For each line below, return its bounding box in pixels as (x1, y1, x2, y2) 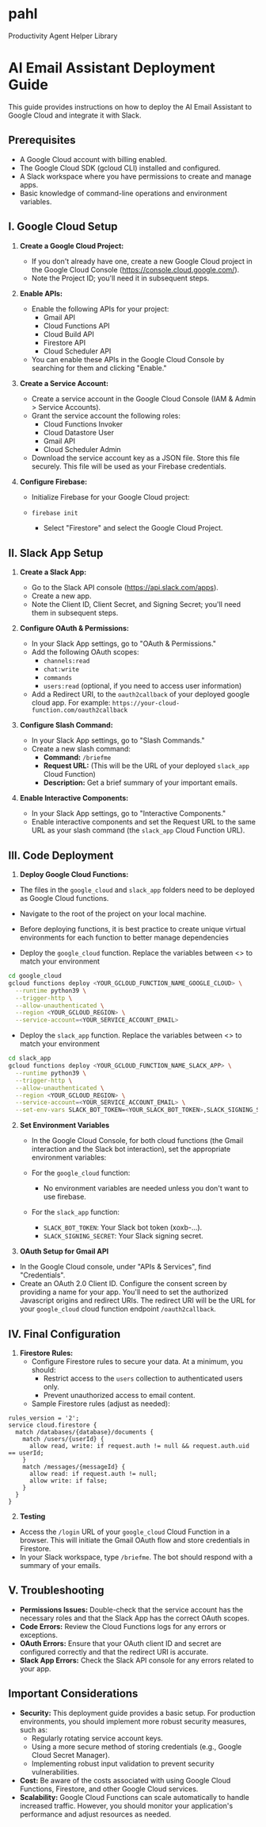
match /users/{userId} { (22, 1435, 104, 1443)
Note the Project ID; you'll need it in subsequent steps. (31, 273, 210, 283)
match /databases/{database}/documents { (15, 1427, 154, 1436)
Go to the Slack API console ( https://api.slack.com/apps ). (31, 583, 219, 593)
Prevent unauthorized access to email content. (43, 1390, 196, 1400)
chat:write (43, 666, 79, 674)
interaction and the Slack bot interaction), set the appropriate (31, 1145, 231, 1154)
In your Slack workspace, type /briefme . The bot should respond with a (19, 1552, 253, 1562)
